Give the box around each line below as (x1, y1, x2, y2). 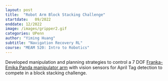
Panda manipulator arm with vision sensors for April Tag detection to (19, 64, 162, 70)
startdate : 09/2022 (5, 17, 51, 22)
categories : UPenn (5, 31, 44, 36)
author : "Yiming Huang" (5, 36, 56, 41)
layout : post (5, 7, 33, 13)
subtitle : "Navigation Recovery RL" (5, 40, 83, 46)
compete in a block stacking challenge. (5, 69, 87, 76)
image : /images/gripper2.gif (5, 26, 67, 31)
